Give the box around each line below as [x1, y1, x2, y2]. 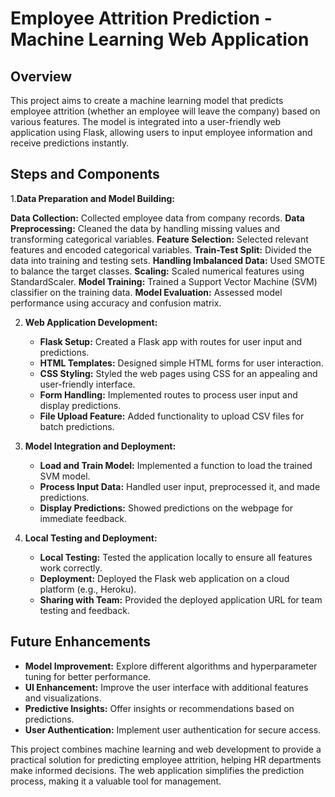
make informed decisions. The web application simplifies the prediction [10, 764, 305, 776]
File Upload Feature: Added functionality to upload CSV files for [39, 410, 305, 422]
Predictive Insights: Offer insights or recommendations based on [24, 702, 295, 714]
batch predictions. [39, 420, 115, 432]
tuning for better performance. [24, 670, 152, 682]
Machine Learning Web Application [10, 28, 310, 51]
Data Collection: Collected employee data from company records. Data [10, 212, 305, 224]
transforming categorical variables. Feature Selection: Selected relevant [10, 233, 309, 245]
